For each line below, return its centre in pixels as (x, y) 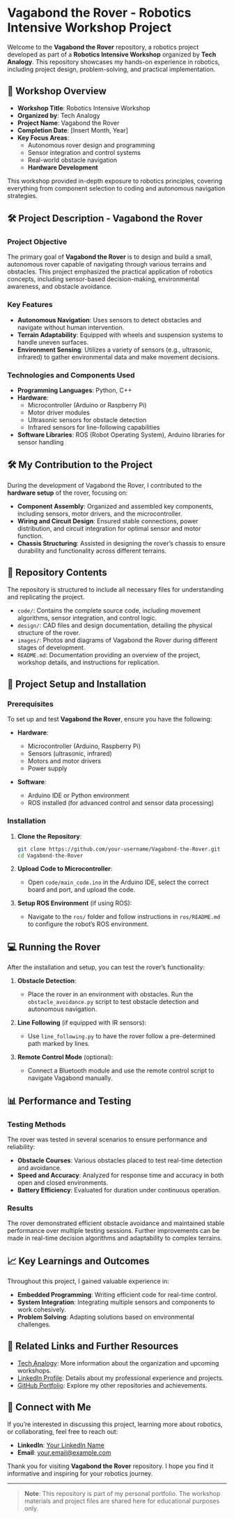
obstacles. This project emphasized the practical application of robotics (110, 272)
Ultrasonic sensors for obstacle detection (87, 420)
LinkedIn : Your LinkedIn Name (61, 1445)
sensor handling (40, 442)
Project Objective (37, 242)
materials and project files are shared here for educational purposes (122, 1501)
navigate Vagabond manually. (70, 1078)
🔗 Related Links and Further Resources (93, 1346)
